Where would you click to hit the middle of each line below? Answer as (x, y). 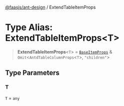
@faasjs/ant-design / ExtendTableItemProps (51, 7)
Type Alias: (29, 27)
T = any (12, 98)
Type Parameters (32, 73)
